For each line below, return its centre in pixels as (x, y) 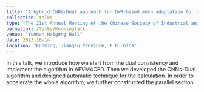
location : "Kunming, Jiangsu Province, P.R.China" (72, 46)
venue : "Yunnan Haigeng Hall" (45, 34)
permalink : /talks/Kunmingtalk (46, 29)
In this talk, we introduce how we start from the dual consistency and (93, 63)
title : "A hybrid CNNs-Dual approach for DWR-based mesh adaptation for (100, 12)
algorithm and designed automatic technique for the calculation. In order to (100, 76)
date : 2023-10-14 (28, 40)
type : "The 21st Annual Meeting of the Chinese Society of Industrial (97, 23)
